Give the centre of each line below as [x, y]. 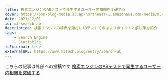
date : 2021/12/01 [23, 19]
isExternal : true [23, 47]
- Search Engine [31, 38]
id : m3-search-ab [23, 24]
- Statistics [28, 42]
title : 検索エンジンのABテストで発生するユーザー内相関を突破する [65, 10]
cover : [12, 14]
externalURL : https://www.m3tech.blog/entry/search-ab [63, 51]
